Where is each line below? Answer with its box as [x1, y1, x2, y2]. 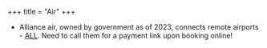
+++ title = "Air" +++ [7, 7, 76, 16]
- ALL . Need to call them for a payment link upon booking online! [18, 31, 233, 40]
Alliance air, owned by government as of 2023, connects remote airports [18, 22, 259, 31]
